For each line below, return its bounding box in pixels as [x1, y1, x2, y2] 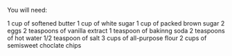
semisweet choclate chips [7, 41, 82, 49]
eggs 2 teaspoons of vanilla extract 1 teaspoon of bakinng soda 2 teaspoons [7, 27, 225, 35]
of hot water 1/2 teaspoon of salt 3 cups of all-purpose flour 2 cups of [7, 34, 207, 42]
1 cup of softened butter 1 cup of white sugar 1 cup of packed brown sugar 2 [7, 19, 225, 27]
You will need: [7, 6, 47, 14]
